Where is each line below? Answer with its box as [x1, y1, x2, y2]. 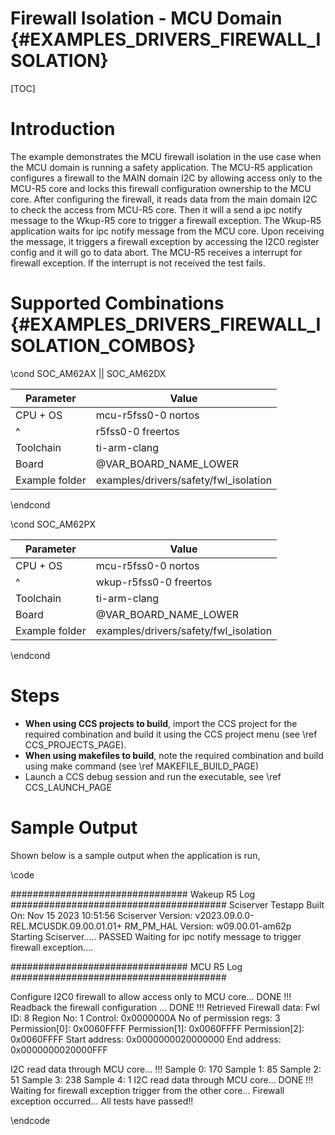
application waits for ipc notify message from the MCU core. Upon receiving [10, 225, 325, 237]
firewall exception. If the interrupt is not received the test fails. [10, 257, 266, 269]
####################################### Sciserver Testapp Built [10, 898, 325, 911]
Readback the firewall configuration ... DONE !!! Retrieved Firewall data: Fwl [10, 1001, 320, 1013]
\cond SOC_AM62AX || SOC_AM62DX [10, 367, 167, 379]
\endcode [10, 1114, 51, 1126]
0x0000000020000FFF [10, 1043, 108, 1056]
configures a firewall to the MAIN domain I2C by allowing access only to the [10, 172, 323, 184]
